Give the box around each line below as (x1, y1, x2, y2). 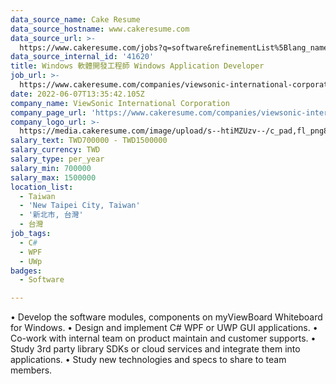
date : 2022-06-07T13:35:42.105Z (10, 89, 145, 99)
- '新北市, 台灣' (19, 210, 84, 220)
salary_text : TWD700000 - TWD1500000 (10, 136, 168, 146)
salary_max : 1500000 (10, 172, 97, 183)
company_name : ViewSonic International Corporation (10, 98, 230, 108)
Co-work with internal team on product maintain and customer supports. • (10, 332, 317, 345)
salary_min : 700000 (10, 163, 92, 173)
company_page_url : (10, 107, 87, 118)
